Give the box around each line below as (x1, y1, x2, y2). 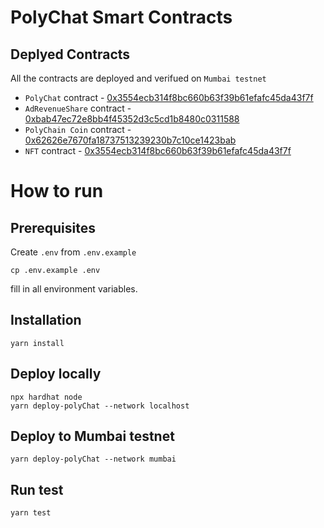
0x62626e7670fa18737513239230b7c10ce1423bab (24, 134, 237, 146)
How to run (10, 180, 104, 203)
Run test (10, 481, 64, 498)
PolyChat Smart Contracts (10, 6, 233, 29)
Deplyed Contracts (10, 46, 131, 63)
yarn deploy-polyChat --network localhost (10, 401, 190, 411)
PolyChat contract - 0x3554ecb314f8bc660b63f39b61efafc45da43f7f (24, 92, 314, 103)
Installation (10, 312, 82, 329)
